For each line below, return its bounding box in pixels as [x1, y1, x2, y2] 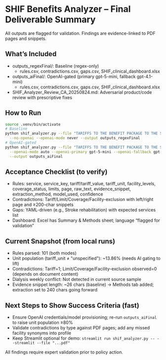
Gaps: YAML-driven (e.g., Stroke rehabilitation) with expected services [12, 207, 156, 213]
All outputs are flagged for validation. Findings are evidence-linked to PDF [5, 30, 156, 36]
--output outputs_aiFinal [9, 154, 63, 159]
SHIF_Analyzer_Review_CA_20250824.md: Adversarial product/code [12, 89, 152, 95]
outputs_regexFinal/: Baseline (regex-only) [12, 63, 99, 69]
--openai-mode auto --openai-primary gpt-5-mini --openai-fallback [9, 149, 152, 154]
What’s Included [5, 50, 57, 58]
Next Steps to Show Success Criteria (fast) [5, 301, 139, 310]
